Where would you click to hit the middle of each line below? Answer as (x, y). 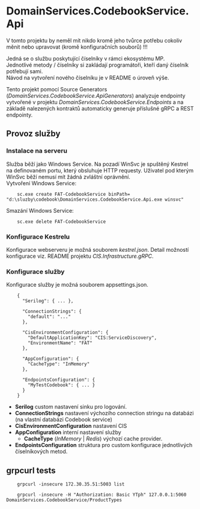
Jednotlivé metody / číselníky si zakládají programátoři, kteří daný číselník (98, 65)
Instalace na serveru (37, 151)
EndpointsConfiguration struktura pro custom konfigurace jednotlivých (104, 445)
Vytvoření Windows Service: (41, 183)
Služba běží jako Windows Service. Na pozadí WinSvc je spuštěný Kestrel (97, 164)
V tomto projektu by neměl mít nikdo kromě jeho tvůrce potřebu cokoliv (94, 40)
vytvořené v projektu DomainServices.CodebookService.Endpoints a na (95, 102)
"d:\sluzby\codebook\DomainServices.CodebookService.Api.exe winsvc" (95, 200)
